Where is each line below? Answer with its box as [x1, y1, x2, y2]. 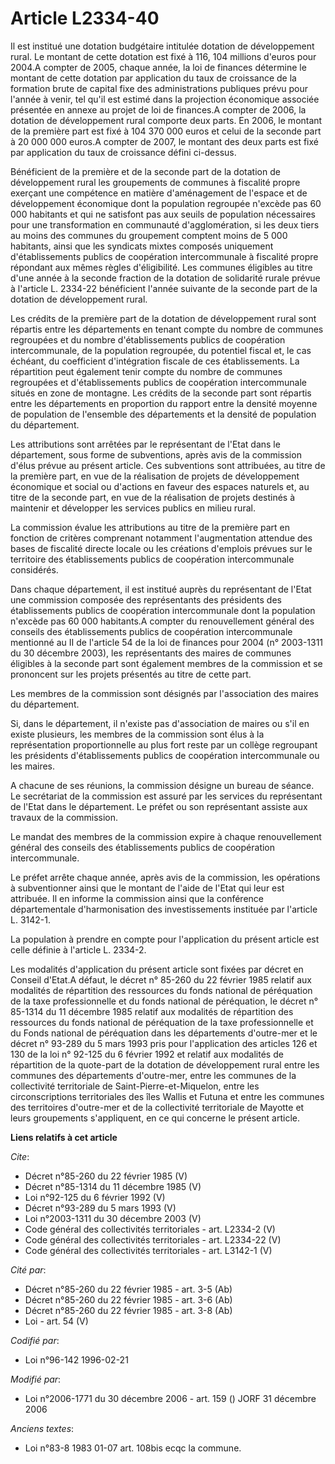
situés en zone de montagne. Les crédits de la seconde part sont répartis [10, 387, 312, 399]
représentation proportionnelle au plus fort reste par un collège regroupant [10, 738, 318, 751]
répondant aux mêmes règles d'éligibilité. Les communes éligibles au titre [10, 261, 313, 273]
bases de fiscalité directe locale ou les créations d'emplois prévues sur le [10, 542, 313, 554]
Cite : [10, 1150, 30, 1162]
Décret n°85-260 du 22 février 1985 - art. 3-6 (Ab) [24, 1293, 233, 1306]
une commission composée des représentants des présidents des [10, 593, 282, 606]
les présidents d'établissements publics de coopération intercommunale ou [10, 749, 320, 761]
